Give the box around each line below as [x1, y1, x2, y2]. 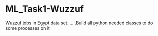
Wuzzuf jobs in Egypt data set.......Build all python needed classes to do [5, 20, 153, 26]
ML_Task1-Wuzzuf [5, 3, 84, 15]
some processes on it [5, 25, 50, 31]
